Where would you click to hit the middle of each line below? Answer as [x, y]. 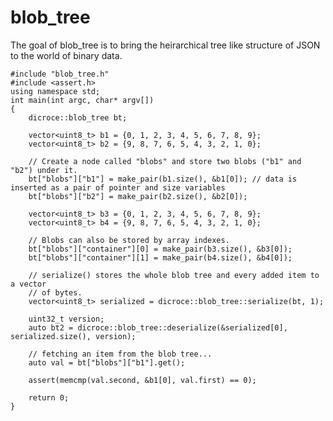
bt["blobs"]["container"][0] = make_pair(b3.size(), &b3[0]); [160, 249]
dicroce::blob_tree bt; [78, 117]
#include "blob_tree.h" [60, 74]
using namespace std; [55, 91]
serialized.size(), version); [73, 336]
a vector [28, 284]
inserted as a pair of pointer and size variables [118, 187]
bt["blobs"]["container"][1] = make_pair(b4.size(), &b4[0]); [160, 257]
